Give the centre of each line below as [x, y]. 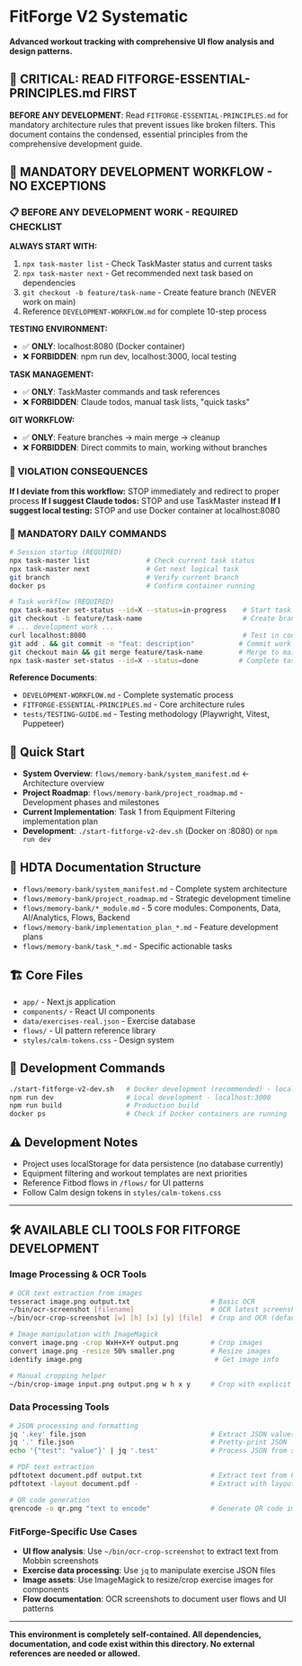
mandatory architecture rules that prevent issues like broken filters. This [142, 124]
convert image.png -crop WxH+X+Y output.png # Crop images [136, 1343]
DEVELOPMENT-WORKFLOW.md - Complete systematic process [128, 695]
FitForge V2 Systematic [99, 17]
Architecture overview [63, 784]
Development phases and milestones [91, 802]
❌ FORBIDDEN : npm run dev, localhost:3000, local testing [129, 356]
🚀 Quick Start [47, 752]
